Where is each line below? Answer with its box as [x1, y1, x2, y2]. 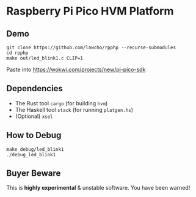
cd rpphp [6, 50, 29, 56]
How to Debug [6, 130, 62, 140]
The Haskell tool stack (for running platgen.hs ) [15, 106, 133, 113]
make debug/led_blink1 [6, 146, 64, 153]
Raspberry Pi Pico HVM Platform [6, 4, 174, 18]
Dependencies [6, 83, 63, 94]
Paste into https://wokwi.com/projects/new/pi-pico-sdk [6, 66, 146, 73]
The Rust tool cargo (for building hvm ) [15, 99, 108, 107]
